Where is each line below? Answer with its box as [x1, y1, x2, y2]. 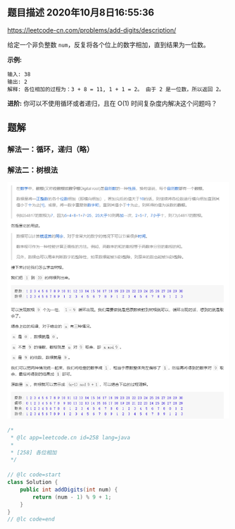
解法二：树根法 [7, 165, 58, 175]
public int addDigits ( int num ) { [20, 486, 118, 493]
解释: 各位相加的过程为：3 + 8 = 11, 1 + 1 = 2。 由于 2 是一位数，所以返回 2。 [7, 85, 224, 93]
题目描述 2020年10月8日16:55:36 [7, 6, 155, 19]
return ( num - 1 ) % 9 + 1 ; [32, 493, 112, 501]
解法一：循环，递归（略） [7, 145, 94, 154]
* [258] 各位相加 [10, 449, 57, 456]
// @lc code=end [7, 516, 55, 523]
